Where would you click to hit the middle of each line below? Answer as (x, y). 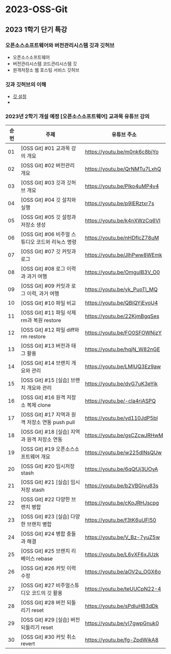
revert (28, 644)
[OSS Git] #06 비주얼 (45, 234)
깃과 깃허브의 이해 (26, 84)
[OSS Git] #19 (38, 449)
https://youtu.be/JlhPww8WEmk (123, 255)
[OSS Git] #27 (38, 586)
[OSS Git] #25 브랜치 (45, 551)
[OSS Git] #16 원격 (43, 398)
